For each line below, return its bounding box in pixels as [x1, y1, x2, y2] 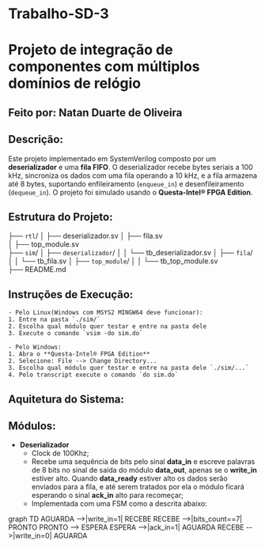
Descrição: [8, 133, 63, 146]
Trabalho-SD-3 [8, 5, 109, 23]
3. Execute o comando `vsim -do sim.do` [8, 330, 144, 338]
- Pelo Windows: [8, 343, 62, 352]
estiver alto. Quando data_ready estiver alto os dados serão [31, 473, 228, 483]
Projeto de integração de [8, 41, 173, 59]
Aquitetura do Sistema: [8, 392, 125, 406]
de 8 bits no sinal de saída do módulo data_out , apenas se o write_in [31, 466, 257, 475]
